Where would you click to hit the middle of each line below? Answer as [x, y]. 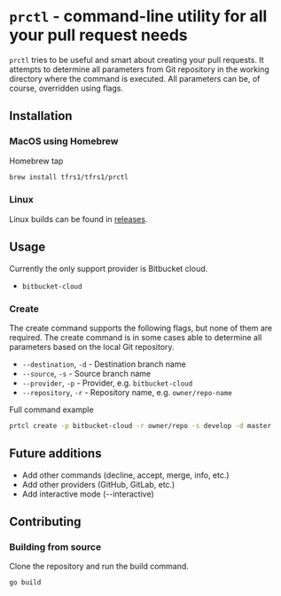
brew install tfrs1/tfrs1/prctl [69, 177]
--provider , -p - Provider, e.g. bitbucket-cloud [107, 383]
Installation [41, 116]
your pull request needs [98, 35]
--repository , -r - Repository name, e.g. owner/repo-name [127, 392]
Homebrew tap [36, 161]
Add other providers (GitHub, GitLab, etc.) [98, 484]
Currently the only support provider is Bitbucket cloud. [109, 268]
